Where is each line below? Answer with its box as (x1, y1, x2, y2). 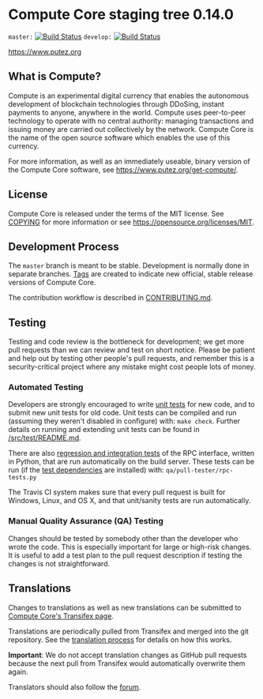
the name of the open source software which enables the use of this (8, 133, 231, 142)
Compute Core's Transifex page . (8, 611, 115, 621)
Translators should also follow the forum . (8, 682, 141, 692)
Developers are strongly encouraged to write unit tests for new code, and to (8, 400, 255, 409)
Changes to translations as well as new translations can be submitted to (8, 603, 242, 612)
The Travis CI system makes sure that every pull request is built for (8, 487, 226, 497)
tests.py (8, 474, 37, 482)
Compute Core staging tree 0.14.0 (8, 6, 235, 24)
